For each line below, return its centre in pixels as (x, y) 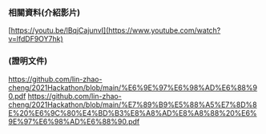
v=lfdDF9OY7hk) (36, 39)
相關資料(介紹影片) (44, 12)
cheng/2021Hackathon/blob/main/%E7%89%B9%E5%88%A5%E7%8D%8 (133, 104)
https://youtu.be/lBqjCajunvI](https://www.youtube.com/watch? (116, 30)
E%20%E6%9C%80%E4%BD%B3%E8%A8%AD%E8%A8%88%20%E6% (133, 112)
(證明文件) (28, 61)
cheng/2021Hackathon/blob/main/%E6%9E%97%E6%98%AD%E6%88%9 (133, 87)
